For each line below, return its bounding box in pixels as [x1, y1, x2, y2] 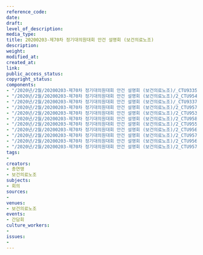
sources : [6, 189, 28, 195]
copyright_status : [6, 76, 53, 82]
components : [6, 82, 36, 88]
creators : [6, 161, 31, 167]
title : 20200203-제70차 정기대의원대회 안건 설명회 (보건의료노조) [6, 37, 154, 43]
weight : [6, 48, 26, 54]
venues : [6, 200, 26, 206]
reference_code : [6, 8, 47, 15]
